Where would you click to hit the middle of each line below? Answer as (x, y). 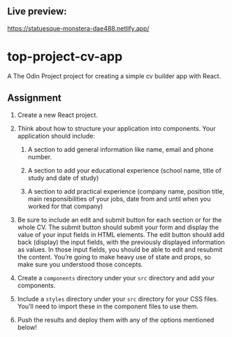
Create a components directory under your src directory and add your (116, 278)
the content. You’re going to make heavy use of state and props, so (114, 257)
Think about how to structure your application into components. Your (116, 128)
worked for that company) (65, 206)
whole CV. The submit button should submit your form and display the (118, 227)
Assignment (34, 98)
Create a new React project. (57, 115)
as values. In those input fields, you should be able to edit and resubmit (120, 249)
